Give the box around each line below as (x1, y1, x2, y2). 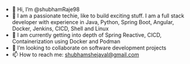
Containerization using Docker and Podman (11, 38, 121, 45)
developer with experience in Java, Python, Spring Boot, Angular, (11, 19, 174, 25)
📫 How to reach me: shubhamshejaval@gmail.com (11, 51, 139, 58)
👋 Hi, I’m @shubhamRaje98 (11, 6, 80, 13)
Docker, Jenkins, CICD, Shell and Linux (11, 25, 109, 32)
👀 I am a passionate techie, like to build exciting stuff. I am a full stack (11, 12, 185, 19)
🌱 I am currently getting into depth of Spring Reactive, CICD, (11, 31, 162, 39)
